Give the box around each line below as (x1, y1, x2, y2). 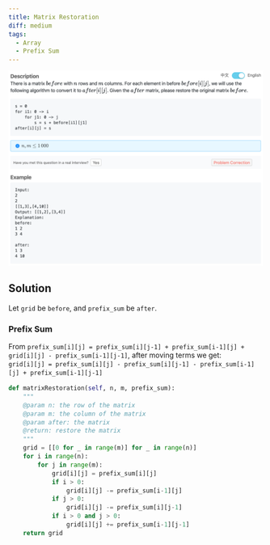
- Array (15, 39, 42, 47)
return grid (23, 529, 63, 537)
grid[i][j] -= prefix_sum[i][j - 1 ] (65, 504, 183, 512)
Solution (8, 281, 52, 295)
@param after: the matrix (23, 418, 111, 426)
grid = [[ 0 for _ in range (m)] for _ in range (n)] (23, 444, 197, 452)
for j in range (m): (37, 461, 103, 469)
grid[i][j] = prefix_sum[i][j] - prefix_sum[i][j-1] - (8, 361, 197, 369)
